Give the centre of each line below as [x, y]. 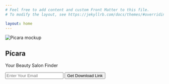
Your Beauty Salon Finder [32, 65]
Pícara [16, 53]
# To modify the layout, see [36, 14]
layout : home [19, 23]
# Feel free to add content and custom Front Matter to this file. [77, 10]
